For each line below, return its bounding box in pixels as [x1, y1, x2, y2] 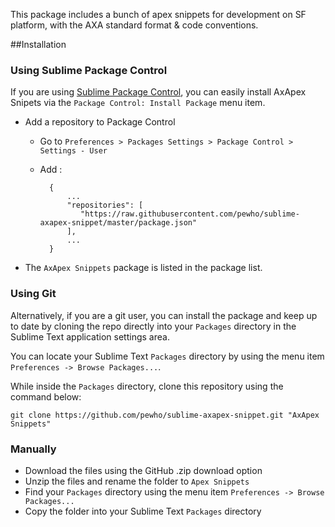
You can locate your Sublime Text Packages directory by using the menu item [10, 350, 325, 362]
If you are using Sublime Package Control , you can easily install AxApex [10, 86, 307, 98]
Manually [10, 442, 57, 456]
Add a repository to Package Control [24, 116, 176, 128]
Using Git [10, 287, 57, 301]
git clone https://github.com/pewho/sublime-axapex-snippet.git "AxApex [10, 410, 320, 420]
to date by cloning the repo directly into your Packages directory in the [10, 320, 297, 332]
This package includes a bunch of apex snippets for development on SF [10, 9, 307, 20]
